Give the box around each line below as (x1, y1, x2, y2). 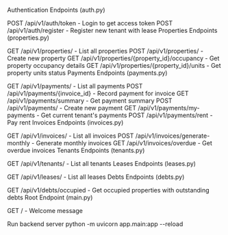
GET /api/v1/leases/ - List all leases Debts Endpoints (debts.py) (7, 173, 185, 181)
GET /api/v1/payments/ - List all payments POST (7, 82, 143, 90)
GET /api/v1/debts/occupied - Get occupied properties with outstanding (7, 186, 210, 194)
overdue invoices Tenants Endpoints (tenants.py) (7, 147, 145, 154)
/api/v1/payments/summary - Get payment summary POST (7, 97, 173, 105)
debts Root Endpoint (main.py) (7, 193, 93, 201)
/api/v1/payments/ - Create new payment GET (7, 104, 137, 112)
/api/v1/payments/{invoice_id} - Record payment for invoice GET (7, 89, 189, 97)
